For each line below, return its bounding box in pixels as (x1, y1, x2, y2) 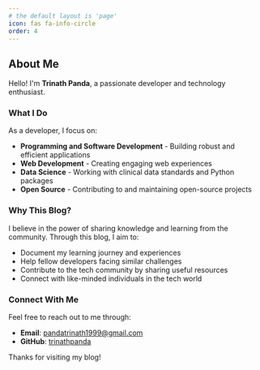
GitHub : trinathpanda (19, 337, 92, 346)
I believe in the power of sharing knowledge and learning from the (8, 223, 228, 233)
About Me (8, 57, 59, 71)
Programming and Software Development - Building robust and (19, 141, 235, 151)
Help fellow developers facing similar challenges (19, 256, 182, 266)
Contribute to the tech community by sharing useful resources (19, 265, 228, 274)
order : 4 (8, 27, 38, 35)
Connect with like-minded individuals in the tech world (19, 273, 202, 283)
